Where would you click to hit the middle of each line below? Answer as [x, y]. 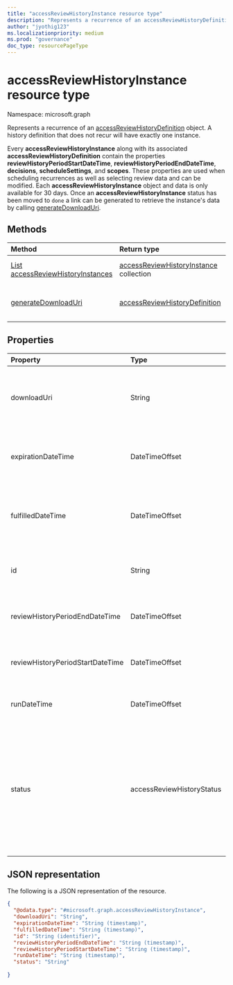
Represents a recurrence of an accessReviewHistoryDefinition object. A [110, 127]
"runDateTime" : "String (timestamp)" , [70, 956]
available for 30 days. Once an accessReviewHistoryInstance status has [112, 192]
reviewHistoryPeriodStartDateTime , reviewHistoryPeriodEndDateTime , [112, 163]
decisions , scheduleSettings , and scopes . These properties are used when [116, 170]
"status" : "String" [42, 962]
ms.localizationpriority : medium [55, 33]
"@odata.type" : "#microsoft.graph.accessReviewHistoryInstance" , [110, 911]
